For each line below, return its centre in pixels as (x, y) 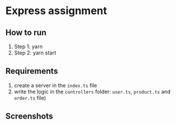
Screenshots (29, 116)
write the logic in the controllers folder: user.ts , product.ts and (92, 92)
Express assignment (56, 11)
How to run (26, 33)
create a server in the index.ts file (55, 85)
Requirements (32, 71)
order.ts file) (30, 97)
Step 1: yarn (28, 46)
